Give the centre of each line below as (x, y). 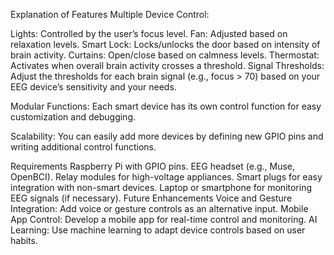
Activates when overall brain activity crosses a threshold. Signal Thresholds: (167, 65)
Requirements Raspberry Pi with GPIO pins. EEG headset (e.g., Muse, (152, 166)
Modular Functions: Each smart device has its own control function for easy (166, 106)
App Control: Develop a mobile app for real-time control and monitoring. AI (164, 219)
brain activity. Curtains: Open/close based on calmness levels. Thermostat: (165, 55)
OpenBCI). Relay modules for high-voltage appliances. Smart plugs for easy (166, 177)
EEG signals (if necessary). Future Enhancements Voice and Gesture (151, 198)
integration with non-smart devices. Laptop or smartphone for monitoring (161, 187)
